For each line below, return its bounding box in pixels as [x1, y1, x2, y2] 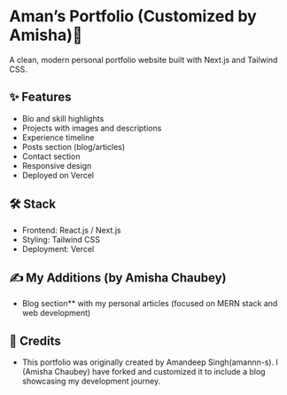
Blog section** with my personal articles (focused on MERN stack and [21, 298, 278, 309]
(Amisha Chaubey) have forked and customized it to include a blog [21, 367, 266, 377]
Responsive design [21, 160, 92, 170]
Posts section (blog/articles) [21, 141, 126, 152]
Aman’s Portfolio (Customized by [9, 6, 257, 27]
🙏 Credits [9, 333, 62, 348]
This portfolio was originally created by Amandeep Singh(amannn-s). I [21, 357, 279, 367]
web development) [21, 308, 91, 319]
